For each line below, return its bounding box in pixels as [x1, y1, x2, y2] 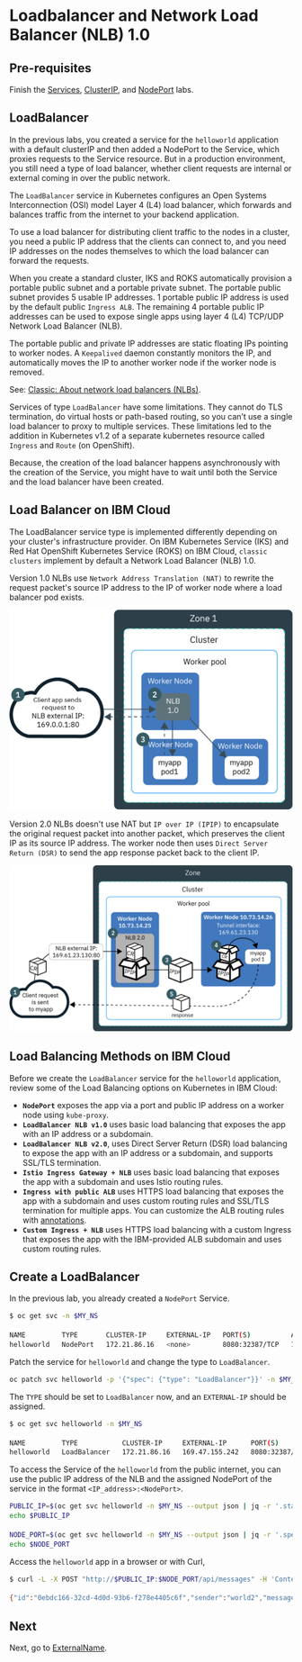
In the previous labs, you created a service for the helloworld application [9, 134, 279, 145]
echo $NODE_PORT [9, 1540, 70, 1549]
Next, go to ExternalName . [9, 1642, 108, 1653]
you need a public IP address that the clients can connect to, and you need [9, 236, 287, 247]
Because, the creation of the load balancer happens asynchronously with [9, 456, 280, 468]
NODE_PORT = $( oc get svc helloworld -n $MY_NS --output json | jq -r [9, 1530, 271, 1540]
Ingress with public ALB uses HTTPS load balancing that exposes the [22, 1186, 285, 1197]
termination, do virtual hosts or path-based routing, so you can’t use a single [9, 411, 293, 421]
